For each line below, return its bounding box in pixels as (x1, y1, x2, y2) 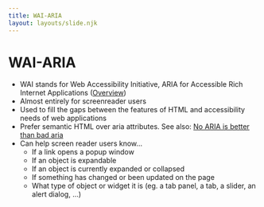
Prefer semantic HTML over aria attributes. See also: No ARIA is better (19, 122, 250, 131)
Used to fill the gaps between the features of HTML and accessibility (19, 105, 245, 115)
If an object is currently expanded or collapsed (31, 164, 185, 174)
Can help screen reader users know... (19, 139, 143, 148)
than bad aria (19, 131, 64, 140)
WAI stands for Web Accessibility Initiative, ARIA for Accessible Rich (19, 80, 243, 89)
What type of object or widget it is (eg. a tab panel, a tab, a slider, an (31, 181, 256, 191)
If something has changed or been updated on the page (31, 173, 215, 182)
